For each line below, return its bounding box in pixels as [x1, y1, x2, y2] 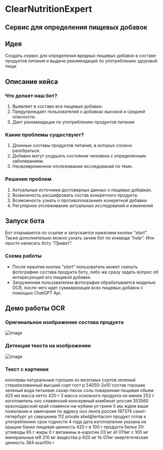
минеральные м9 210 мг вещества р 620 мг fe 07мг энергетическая [5, 434, 148, 441]
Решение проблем [5, 176, 52, 182]
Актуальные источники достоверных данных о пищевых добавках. [12, 187, 153, 193]
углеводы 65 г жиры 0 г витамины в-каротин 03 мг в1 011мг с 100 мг [5, 429, 149, 435]
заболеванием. [12, 158, 44, 164]
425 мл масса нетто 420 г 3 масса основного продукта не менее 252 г [5, 392, 154, 399]
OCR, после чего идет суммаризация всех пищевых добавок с [12, 284, 143, 291]
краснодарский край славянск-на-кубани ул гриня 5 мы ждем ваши [5, 403, 148, 409]
